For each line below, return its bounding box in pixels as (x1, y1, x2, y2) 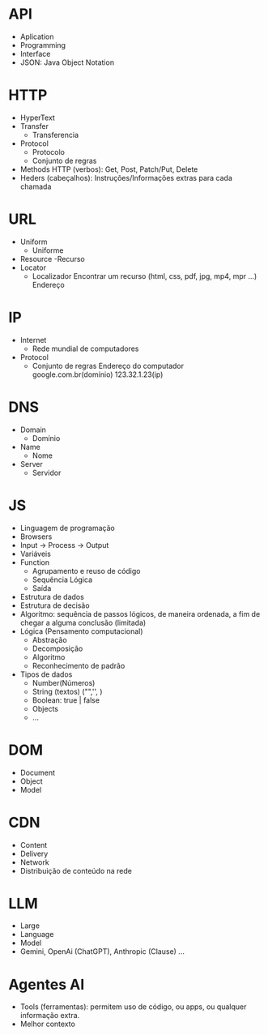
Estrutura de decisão (19, 601, 91, 610)
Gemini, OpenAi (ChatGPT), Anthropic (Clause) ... (19, 947, 185, 956)
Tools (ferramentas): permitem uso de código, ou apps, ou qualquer (19, 1002, 247, 1011)
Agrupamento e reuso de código (32, 566, 141, 575)
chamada (19, 182, 52, 191)
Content (19, 840, 48, 849)
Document (19, 768, 55, 777)
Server (19, 459, 43, 468)
